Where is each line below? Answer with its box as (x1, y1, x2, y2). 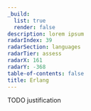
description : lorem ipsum (7, 30, 84, 38)
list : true (14, 17, 46, 24)
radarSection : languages (7, 43, 81, 51)
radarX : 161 (7, 57, 43, 64)
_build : (7, 10, 31, 18)
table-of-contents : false (7, 70, 84, 77)
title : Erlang (7, 76, 50, 84)
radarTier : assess (7, 51, 62, 58)
